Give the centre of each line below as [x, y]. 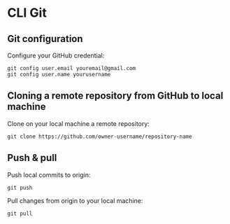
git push [20, 188]
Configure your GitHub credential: [56, 55]
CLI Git [27, 13]
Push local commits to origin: [49, 175]
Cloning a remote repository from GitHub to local [115, 96]
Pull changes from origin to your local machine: [75, 200]
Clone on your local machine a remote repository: [79, 123]
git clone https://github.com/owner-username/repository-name [100, 136]
